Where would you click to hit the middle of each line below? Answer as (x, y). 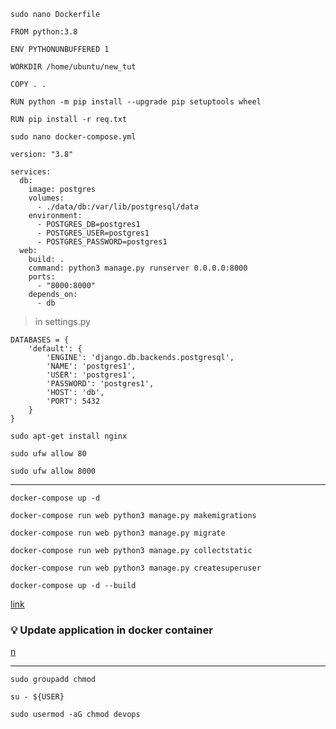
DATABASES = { (40, 340)
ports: (42, 277)
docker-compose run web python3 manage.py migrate (118, 533)
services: (31, 172)
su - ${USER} (37, 697)
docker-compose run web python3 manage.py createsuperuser (136, 568)
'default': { (55, 349)
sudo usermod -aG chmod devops (75, 715)
